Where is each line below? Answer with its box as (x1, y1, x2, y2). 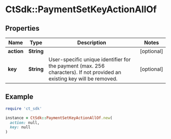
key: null (10, 125, 31, 130)
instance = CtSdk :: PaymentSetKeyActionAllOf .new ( (5, 115, 113, 121)
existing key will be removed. (48, 75, 118, 82)
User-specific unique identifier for (48, 56, 131, 63)
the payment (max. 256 (48, 62, 105, 69)
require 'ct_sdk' (5, 106, 42, 111)
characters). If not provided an (48, 69, 121, 76)
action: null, (10, 120, 40, 125)
